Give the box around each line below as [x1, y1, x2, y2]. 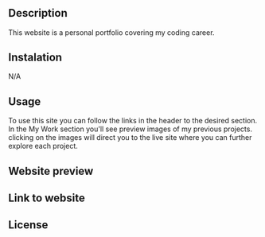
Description [8, 6, 68, 20]
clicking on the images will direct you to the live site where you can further [8, 133, 252, 142]
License [8, 218, 49, 232]
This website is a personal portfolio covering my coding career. [8, 27, 215, 37]
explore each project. [8, 142, 78, 151]
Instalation [8, 51, 62, 64]
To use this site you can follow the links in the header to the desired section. [8, 116, 257, 126]
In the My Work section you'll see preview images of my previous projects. [8, 124, 253, 134]
